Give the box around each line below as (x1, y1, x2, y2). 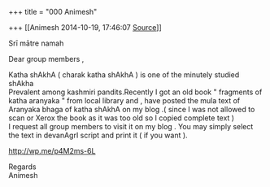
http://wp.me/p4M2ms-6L (8, 146, 96, 155)
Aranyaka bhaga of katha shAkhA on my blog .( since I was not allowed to (8, 105, 255, 114)
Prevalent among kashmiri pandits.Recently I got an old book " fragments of (8, 87, 263, 97)
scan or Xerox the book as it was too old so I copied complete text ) (8, 113, 234, 123)
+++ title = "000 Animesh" (8, 7, 98, 16)
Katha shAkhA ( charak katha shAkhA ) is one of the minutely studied (8, 70, 240, 80)
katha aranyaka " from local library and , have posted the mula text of (8, 96, 241, 105)
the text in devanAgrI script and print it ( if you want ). (8, 130, 189, 140)
